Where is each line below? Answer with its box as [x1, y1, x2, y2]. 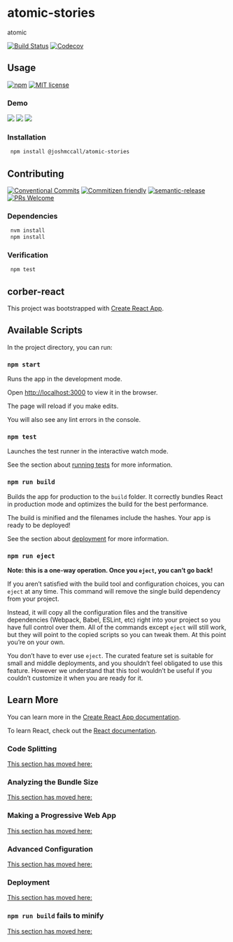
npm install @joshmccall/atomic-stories [10, 149, 130, 156]
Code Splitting [7, 744, 57, 753]
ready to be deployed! [7, 521, 71, 529]
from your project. [7, 594, 59, 603]
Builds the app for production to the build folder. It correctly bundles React [7, 492, 223, 500]
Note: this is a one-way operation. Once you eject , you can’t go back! [7, 566, 213, 575]
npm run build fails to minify [7, 911, 104, 921]
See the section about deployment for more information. [7, 534, 169, 542]
